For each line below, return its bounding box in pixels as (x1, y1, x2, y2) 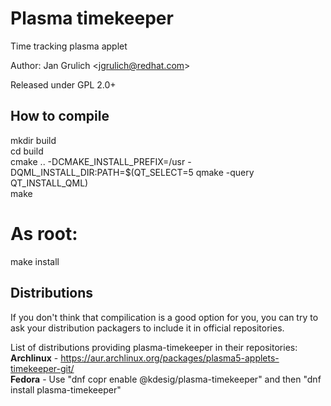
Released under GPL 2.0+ (10, 78, 117, 91)
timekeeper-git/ (10, 362, 75, 374)
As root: (10, 222, 78, 245)
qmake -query (195, 166, 255, 178)
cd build (10, 145, 44, 157)
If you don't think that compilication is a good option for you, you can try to (10, 311, 319, 323)
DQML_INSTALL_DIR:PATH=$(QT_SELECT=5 (10, 166, 194, 178)
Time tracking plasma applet (10, 40, 128, 52)
